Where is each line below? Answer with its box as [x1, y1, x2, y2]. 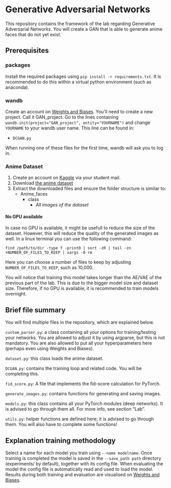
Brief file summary [5, 306, 66, 314]
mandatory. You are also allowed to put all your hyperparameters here [5, 340, 152, 346]
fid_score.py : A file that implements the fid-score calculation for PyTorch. [5, 380, 161, 387]
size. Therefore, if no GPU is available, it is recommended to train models [5, 285, 159, 291]
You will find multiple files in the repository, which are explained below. [5, 319, 154, 326]
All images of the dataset [35, 202, 89, 208]
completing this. [5, 371, 39, 377]
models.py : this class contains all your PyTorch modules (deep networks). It [5, 400, 163, 407]
